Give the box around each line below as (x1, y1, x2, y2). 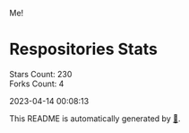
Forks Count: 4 (9, 78, 64, 89)
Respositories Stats (9, 40, 159, 59)
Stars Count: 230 (9, 68, 73, 79)
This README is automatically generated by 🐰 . (9, 112, 181, 124)
